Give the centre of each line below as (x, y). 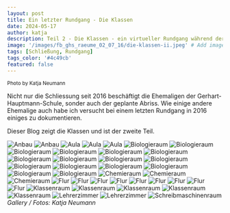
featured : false (30, 64)
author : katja (27, 33)
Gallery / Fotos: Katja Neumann (51, 202)
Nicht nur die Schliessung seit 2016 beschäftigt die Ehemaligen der (102, 96)
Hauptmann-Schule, (35, 103)
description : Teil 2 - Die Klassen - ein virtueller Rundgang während (110, 39)
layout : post (26, 13)
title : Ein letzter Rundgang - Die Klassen (70, 20)
